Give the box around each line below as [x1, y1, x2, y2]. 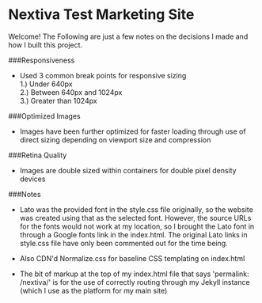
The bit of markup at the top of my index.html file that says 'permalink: [19, 269, 249, 278]
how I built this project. [8, 40, 83, 49]
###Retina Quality [8, 150, 67, 160]
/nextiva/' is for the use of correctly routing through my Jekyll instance [19, 277, 251, 286]
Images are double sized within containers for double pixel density [19, 165, 237, 175]
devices [19, 174, 46, 184]
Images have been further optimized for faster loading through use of [19, 127, 247, 136]
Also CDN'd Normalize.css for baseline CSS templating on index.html [19, 253, 245, 263]
